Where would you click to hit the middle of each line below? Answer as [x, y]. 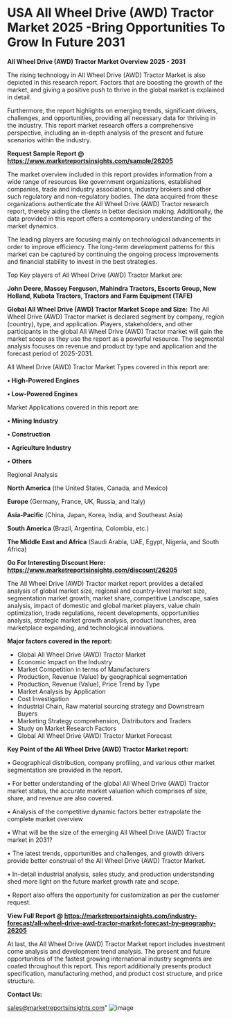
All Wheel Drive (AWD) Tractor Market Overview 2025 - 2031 [96, 61]
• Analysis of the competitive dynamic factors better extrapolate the [104, 811]
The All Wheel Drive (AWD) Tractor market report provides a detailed [105, 583]
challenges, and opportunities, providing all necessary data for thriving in [111, 118]
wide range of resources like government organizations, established [104, 181]
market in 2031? [30, 840]
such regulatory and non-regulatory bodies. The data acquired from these [113, 196]
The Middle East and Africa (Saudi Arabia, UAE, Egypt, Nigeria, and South [113, 541]
